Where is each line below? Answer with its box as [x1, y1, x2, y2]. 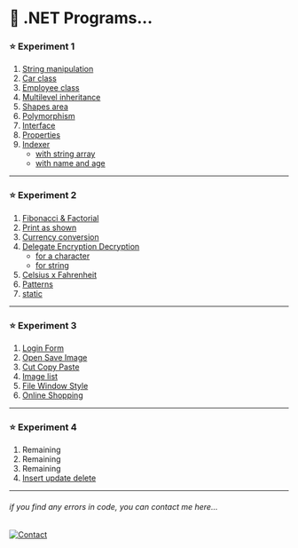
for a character [35, 250, 90, 261]
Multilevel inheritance [21, 92, 101, 103]
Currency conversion [21, 231, 99, 242]
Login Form [21, 343, 65, 353]
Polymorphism [21, 111, 75, 122]
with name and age [35, 158, 106, 169]
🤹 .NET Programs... [9, 8, 153, 28]
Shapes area [21, 101, 69, 112]
